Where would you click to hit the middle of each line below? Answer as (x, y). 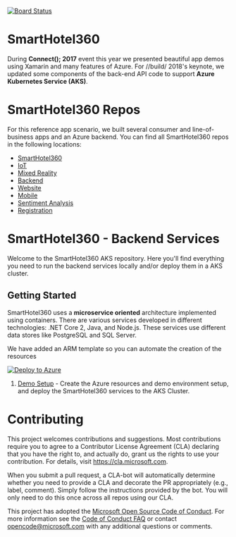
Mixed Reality (37, 173)
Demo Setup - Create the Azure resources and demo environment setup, (123, 383)
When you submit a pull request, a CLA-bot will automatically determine (111, 475)
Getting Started (42, 296)
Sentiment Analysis (45, 203)
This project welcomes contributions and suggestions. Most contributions (114, 439)
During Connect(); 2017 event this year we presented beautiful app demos (116, 58)
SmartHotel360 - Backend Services (113, 239)
